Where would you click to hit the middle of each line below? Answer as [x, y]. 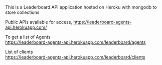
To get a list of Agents [28, 37]
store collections [22, 12]
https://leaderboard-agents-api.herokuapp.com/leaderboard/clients [75, 57]
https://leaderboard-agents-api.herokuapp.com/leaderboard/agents [76, 42]
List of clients [19, 52]
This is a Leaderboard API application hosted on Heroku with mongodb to [81, 7]
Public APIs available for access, [39, 22]
